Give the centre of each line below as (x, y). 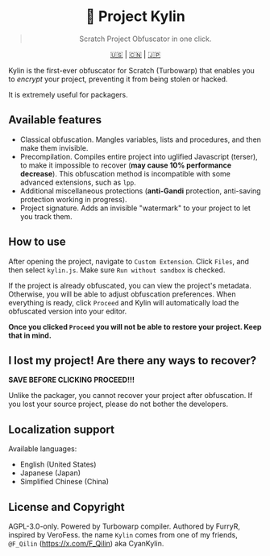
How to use (37, 242)
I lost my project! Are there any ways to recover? (133, 361)
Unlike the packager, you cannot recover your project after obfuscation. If (131, 396)
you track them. (46, 216)
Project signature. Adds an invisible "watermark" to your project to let (135, 208)
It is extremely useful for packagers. (68, 94)
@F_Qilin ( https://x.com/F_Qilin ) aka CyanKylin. (86, 544)
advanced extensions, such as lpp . (78, 182)
